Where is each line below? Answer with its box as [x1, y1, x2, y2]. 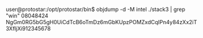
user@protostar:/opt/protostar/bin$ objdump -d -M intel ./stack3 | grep [6, 6, 185, 13]
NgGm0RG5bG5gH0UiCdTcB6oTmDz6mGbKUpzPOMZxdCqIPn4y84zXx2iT [6, 19, 197, 25]
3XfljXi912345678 [6, 25, 51, 32]
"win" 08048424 [6, 12, 48, 19]
